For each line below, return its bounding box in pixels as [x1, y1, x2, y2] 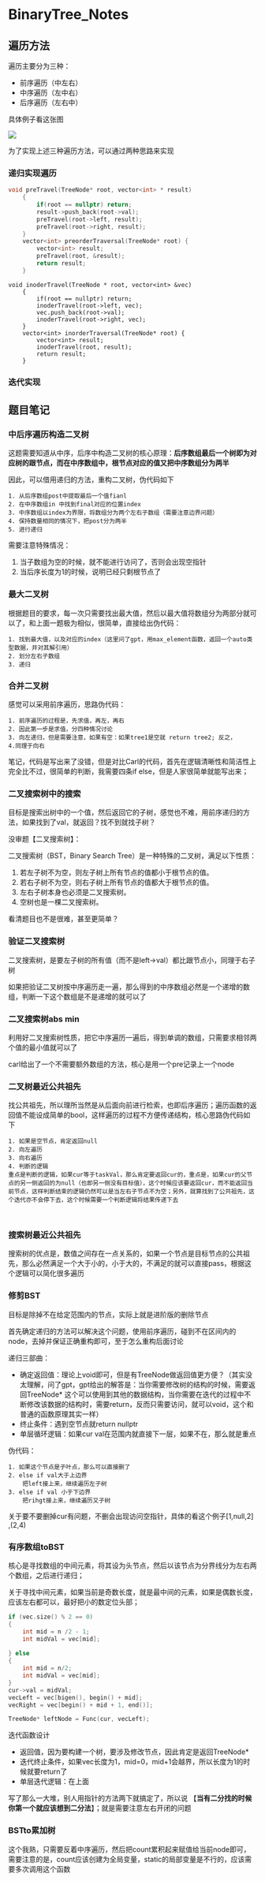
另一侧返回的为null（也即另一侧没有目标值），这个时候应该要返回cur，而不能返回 [19, 1179, 248, 1188]
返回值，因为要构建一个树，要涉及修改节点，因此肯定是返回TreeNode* [19, 1747, 250, 1756]
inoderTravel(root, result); [36, 343, 132, 351]
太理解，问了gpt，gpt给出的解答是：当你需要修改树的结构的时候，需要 [19, 1379, 249, 1389]
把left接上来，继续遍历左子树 [22, 1480, 107, 1487]
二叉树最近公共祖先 [8, 1080, 81, 1092]
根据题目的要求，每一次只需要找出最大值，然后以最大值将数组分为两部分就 [8, 608, 250, 618]
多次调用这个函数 [14, 1864, 71, 1874]
